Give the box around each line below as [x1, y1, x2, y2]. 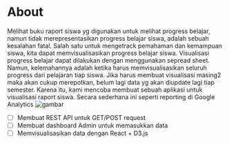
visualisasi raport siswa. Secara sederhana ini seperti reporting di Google [7, 92, 215, 101]
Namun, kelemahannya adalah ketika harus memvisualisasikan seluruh [7, 63, 208, 72]
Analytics [7, 100, 34, 108]
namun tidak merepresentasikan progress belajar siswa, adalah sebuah [7, 34, 209, 42]
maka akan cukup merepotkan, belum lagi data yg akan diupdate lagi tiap [7, 78, 215, 86]
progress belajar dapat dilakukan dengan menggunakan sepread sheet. [7, 56, 210, 64]
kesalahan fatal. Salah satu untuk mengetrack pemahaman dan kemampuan [7, 41, 223, 50]
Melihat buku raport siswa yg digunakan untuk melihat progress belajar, [7, 27, 210, 35]
